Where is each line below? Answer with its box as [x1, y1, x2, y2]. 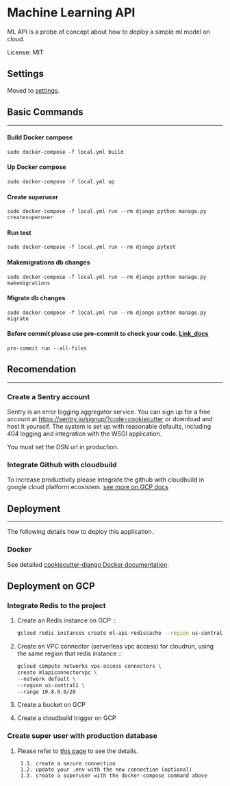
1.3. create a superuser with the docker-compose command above [20, 772, 207, 779]
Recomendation [7, 363, 77, 375]
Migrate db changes [7, 294, 66, 302]
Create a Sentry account [7, 392, 90, 401]
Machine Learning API [7, 5, 136, 21]
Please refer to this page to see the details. [16, 747, 138, 755]
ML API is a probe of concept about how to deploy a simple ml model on [7, 27, 211, 36]
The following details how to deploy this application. [7, 528, 154, 536]
